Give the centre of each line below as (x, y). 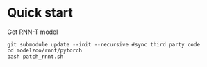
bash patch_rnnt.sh (35, 57)
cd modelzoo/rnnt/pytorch (44, 50)
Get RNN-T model (33, 32)
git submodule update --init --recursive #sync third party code (104, 44)
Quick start (40, 13)
